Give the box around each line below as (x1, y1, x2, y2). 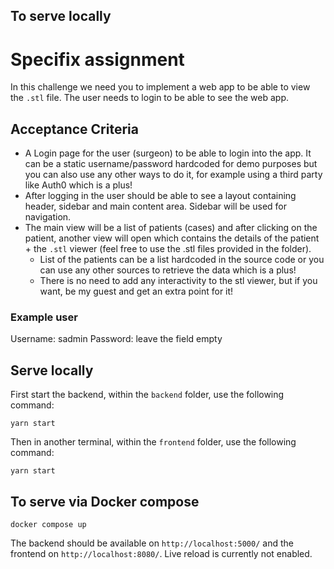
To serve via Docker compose (10, 493, 200, 510)
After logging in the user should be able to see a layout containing (24, 190, 297, 202)
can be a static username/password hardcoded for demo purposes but (24, 158, 318, 170)
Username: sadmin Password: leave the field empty (10, 333, 223, 345)
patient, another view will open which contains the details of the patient (24, 232, 320, 244)
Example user (10, 310, 78, 324)
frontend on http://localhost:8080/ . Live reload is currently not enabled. (10, 548, 313, 560)
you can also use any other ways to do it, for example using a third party (24, 169, 323, 181)
